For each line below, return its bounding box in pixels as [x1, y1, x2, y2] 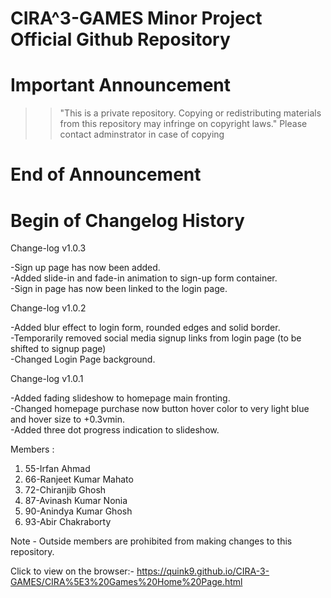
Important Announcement [10, 74, 232, 97]
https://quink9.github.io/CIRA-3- [136, 565, 270, 577]
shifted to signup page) [10, 343, 107, 355]
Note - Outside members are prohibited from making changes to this [10, 535, 293, 547]
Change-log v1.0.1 [10, 373, 84, 385]
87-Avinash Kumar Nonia [24, 495, 128, 507]
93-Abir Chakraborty [24, 516, 112, 528]
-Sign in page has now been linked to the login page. [10, 283, 228, 295]
